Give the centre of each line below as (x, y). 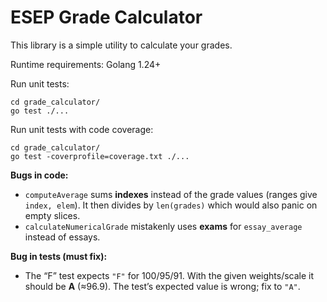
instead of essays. (62, 237)
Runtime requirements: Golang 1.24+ (86, 64)
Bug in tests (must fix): (59, 256)
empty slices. (52, 215)
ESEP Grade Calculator (106, 17)
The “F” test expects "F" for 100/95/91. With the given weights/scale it (169, 275)
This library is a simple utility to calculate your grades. (121, 45)
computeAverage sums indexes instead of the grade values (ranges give (171, 194)
